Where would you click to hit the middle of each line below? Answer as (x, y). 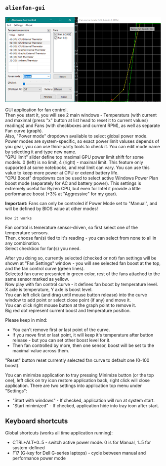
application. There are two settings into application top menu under (74, 385)
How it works (19, 218)
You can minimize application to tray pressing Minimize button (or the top (80, 375)
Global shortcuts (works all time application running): (59, 433)
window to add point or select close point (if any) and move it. (68, 300)
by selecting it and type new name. (41, 152)
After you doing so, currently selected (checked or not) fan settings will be (81, 258)
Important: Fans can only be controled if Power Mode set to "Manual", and (81, 203)
